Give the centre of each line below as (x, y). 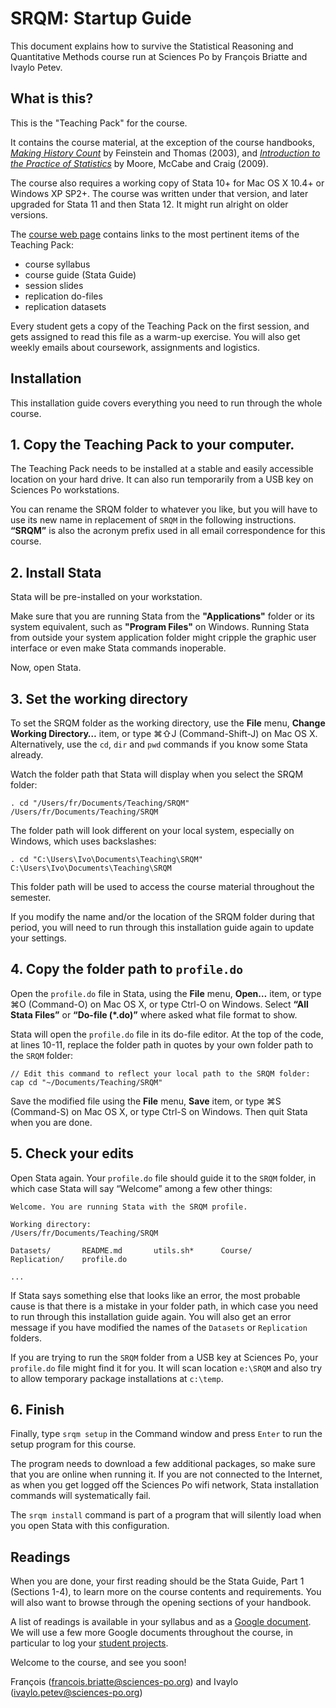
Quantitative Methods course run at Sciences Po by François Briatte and (159, 56)
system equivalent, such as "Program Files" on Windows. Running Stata (160, 627)
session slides (54, 285)
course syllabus (57, 264)
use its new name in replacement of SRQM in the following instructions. (153, 520)
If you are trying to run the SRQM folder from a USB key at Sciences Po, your (164, 1357)
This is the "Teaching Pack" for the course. (99, 123)
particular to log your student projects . (89, 1643)
